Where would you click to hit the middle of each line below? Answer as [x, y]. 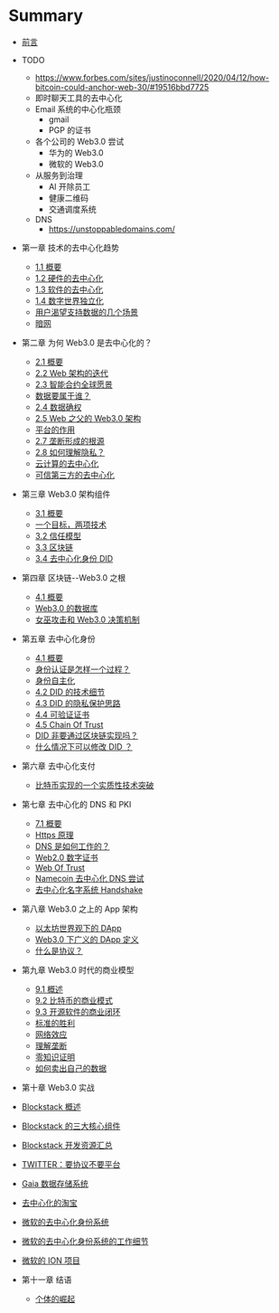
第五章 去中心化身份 [58, 638]
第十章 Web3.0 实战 [58, 1087]
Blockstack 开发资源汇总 [67, 1145]
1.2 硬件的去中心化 [69, 278]
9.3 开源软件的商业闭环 [78, 1011]
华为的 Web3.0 [76, 152]
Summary [46, 16]
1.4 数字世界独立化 [70, 300]
